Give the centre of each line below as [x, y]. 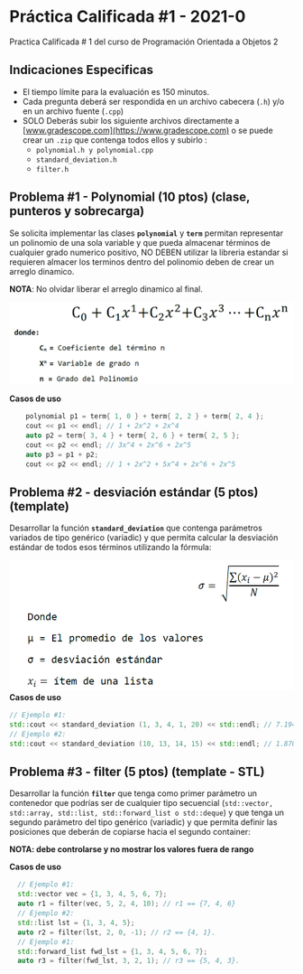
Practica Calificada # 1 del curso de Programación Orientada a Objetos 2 [144, 42]
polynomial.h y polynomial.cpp [95, 150]
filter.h [52, 169]
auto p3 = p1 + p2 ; [62, 454]
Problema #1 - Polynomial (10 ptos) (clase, [130, 197]
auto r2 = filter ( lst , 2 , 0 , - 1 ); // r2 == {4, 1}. [117, 932]
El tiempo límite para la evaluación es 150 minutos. [116, 91]
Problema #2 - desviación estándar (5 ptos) [134, 493]
